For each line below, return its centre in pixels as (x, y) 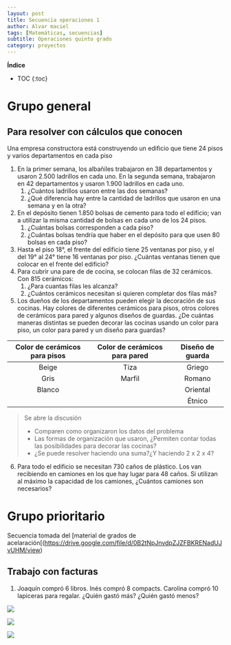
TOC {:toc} (32, 79)
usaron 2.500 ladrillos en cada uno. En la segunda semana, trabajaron (116, 176)
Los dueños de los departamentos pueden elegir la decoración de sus (116, 301)
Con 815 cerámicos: (45, 279)
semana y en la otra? (57, 205)
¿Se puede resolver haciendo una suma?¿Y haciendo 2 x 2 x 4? (124, 453)
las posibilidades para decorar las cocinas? (95, 446)
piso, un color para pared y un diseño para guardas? (91, 330)
